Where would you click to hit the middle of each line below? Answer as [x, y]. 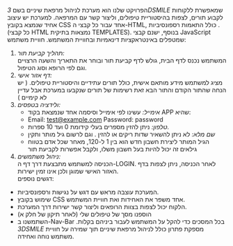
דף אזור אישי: [34, 75]
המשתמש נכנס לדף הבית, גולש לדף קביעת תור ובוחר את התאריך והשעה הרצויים [122, 60]
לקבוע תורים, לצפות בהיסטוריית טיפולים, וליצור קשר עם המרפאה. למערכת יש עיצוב [115, 17]
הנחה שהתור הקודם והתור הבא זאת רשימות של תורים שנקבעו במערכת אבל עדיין [122, 90]
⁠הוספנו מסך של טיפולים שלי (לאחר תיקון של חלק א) [84, 214]
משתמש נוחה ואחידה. [46, 236]
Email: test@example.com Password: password [95, 120]
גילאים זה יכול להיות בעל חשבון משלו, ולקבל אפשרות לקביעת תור [112, 149]
